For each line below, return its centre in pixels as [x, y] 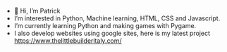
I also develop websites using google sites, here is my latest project [112, 33]
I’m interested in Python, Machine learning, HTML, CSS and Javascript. [117, 18]
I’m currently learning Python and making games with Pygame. [105, 26]
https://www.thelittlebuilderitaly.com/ [68, 41]
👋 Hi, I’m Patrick [37, 11]
